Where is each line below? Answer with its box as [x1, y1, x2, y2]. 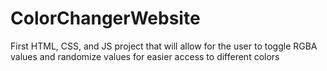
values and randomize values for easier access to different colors [10, 50, 280, 62]
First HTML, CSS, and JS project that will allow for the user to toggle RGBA [10, 40, 318, 52]
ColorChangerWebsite [10, 7, 201, 30]
